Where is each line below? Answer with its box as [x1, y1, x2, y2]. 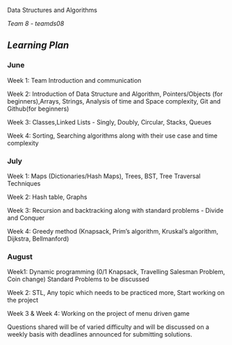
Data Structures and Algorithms [7, 6, 97, 14]
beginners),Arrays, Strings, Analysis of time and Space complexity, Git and [7, 97, 221, 105]
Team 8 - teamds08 [7, 19, 65, 27]
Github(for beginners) [7, 104, 69, 113]
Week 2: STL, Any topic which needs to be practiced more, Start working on [7, 289, 225, 297]
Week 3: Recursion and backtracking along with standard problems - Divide [7, 206, 224, 214]
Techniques [7, 179, 41, 187]
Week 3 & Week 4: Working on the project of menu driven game [7, 310, 190, 318]
